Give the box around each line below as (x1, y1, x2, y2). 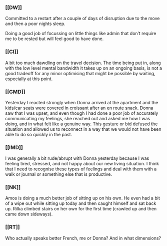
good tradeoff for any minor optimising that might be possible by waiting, (5, 70, 156, 76)
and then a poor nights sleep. (5, 21, 66, 27)
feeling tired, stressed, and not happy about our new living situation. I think (5, 161, 159, 167)
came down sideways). (5, 211, 53, 217)
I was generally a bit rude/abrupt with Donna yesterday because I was (5, 155, 149, 161)
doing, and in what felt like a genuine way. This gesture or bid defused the (5, 121, 158, 127)
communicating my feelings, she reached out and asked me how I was (5, 115, 150, 121)
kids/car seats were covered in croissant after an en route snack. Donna (5, 105, 153, 111)
